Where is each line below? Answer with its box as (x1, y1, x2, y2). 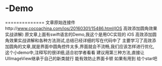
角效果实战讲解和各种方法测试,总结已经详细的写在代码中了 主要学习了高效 (5, 37, 152, 43)
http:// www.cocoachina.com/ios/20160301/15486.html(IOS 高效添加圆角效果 (5, 25, 158, 31)
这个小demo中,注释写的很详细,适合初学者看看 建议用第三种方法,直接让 (5, 49, 145, 55)
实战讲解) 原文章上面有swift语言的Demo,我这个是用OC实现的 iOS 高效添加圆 (5, 31, 157, 37)
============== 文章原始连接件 (5, 19, 76, 25)
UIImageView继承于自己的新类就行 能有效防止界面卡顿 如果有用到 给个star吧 (5, 55, 158, 61)
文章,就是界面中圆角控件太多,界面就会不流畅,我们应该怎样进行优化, (21, 43, 155, 49)
